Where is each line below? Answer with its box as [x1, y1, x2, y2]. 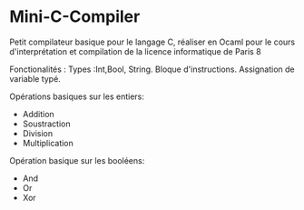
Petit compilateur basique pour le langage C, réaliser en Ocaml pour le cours [9, 36, 296, 47]
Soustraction [22, 118, 71, 129]
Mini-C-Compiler [9, 6, 141, 27]
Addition [22, 108, 54, 119]
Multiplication [22, 137, 74, 148]
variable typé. [9, 73, 61, 84]
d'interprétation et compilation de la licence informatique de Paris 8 [9, 45, 261, 56]
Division [22, 127, 53, 138]
